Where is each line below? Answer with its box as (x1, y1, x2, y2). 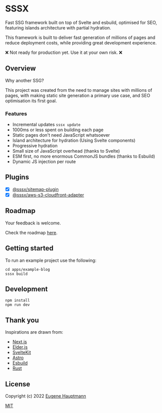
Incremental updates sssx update (12, 122, 81, 128)
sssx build (5, 271, 28, 276)
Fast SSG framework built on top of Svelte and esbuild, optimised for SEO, (5, 19, 157, 25)
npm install (5, 298, 30, 303)
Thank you (5, 316, 39, 324)
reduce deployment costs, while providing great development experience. (5, 39, 157, 45)
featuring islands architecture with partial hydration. (5, 24, 111, 30)
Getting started (5, 244, 54, 252)
